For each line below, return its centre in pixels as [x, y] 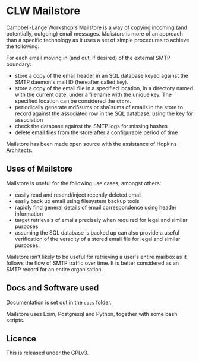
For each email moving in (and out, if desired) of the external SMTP [88, 58]
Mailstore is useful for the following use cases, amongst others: [84, 183]
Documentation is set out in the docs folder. [59, 302]
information [29, 213]
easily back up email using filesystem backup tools [77, 201]
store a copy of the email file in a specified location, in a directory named [104, 88]
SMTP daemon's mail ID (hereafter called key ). [72, 82]
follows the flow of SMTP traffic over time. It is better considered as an [93, 263]
